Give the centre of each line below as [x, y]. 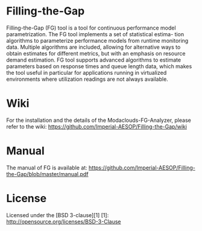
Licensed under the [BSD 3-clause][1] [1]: [58, 215]
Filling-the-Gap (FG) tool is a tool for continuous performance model [91, 28]
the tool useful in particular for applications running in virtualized [87, 72]
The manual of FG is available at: [47, 168]
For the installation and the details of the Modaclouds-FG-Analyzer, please [99, 120]
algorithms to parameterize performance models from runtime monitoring [97, 40]
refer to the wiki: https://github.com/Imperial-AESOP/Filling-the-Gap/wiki [96, 126]
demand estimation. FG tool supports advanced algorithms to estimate [94, 60]
